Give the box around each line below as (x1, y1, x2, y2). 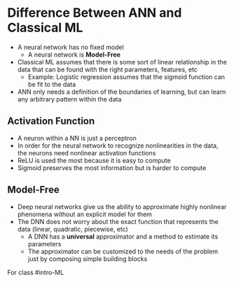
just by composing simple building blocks (27, 254, 148, 263)
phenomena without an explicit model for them (17, 210, 153, 218)
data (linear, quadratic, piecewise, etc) (17, 225, 128, 233)
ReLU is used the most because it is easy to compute (17, 156, 171, 164)
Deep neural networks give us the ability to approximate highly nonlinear (17, 202, 227, 211)
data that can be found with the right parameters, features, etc (17, 65, 198, 73)
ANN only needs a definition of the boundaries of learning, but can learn (17, 87, 226, 96)
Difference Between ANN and (7, 5, 182, 21)
